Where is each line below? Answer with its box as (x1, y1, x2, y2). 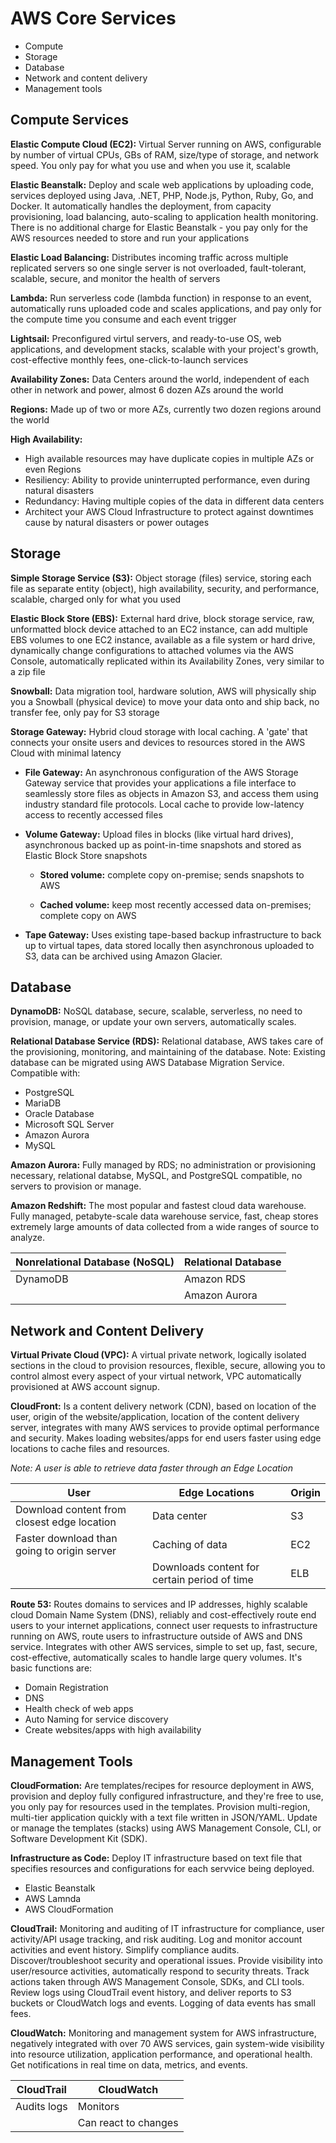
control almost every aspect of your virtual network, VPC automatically (10, 1370, 302, 1382)
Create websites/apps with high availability (24, 1724, 202, 1736)
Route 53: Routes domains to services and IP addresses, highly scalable (10, 1598, 308, 1611)
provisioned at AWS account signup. (10, 1381, 160, 1393)
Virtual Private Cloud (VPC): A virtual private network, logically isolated (10, 1349, 307, 1361)
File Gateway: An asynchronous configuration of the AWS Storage (24, 766, 299, 778)
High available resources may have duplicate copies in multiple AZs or (24, 452, 315, 464)
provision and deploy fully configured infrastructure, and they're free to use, (10, 1790, 324, 1802)
